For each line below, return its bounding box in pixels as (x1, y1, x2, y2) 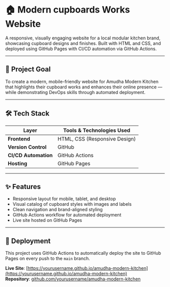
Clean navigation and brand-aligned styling (12, 207, 103, 213)
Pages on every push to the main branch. (5, 256, 90, 262)
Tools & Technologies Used (63, 127, 131, 134)
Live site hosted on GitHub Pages (12, 217, 82, 223)
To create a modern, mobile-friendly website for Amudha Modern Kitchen (5, 78, 158, 84)
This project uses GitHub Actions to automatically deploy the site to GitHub (5, 250, 161, 256)
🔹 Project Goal (5, 65, 51, 74)
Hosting (8, 160, 27, 167)
